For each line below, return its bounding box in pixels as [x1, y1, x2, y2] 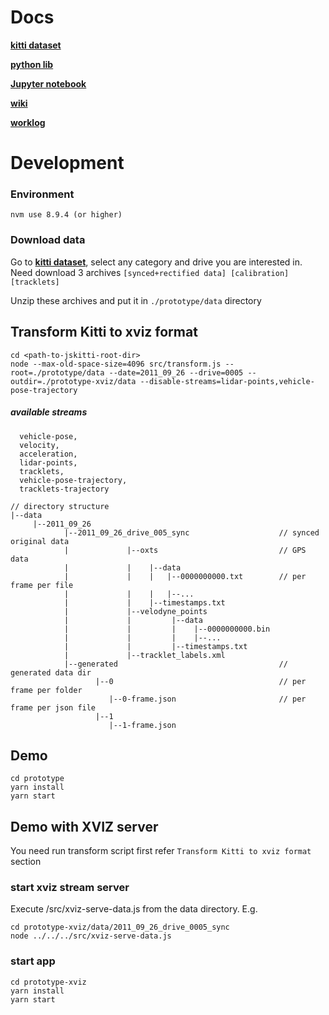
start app [10, 954, 56, 968]
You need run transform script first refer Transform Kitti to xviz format [10, 845, 312, 857]
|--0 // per [95, 676, 307, 686]
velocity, [19, 440, 60, 450]
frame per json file [10, 702, 97, 713]
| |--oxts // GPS [63, 545, 307, 555]
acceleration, [19, 449, 78, 459]
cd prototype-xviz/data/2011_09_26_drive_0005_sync [10, 922, 230, 933]
